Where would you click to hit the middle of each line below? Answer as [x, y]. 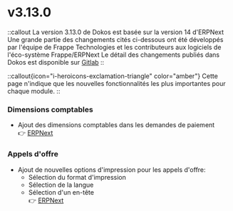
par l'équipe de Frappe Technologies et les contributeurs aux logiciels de [114, 47]
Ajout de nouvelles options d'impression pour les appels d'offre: [112, 169]
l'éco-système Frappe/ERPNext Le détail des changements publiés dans [113, 55]
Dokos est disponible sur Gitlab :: [56, 62]
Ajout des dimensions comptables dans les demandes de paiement [116, 125]
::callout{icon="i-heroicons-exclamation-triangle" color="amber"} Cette [113, 76]
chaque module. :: [34, 91]
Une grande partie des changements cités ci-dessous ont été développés [115, 39]
